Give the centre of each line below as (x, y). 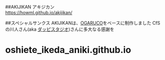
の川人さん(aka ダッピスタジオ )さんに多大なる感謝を (60, 29)
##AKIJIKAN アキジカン (30, 7)
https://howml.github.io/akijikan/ (39, 13)
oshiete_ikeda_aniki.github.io (68, 50)
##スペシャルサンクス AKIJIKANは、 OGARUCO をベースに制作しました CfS (83, 23)
